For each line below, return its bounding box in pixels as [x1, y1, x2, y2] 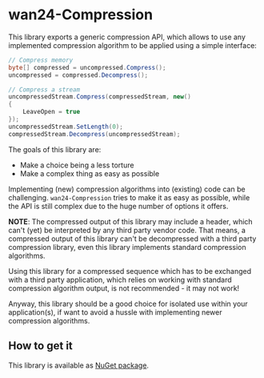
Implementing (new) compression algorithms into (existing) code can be [8, 184, 246, 194]
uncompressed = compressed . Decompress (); [8, 70, 149, 79]
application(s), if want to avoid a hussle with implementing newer [8, 307, 222, 317]
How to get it [8, 339, 74, 353]
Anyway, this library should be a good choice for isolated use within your [8, 299, 248, 308]
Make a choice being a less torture [19, 160, 134, 170]
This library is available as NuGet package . [8, 360, 150, 370]
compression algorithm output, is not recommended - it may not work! [8, 283, 240, 293]
